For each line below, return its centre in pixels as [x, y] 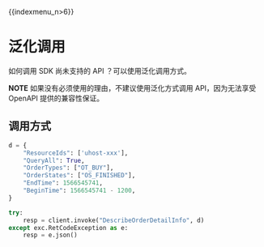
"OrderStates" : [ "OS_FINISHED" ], [79, 176]
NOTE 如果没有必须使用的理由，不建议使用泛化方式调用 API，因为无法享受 [132, 87]
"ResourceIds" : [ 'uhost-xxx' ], [76, 153]
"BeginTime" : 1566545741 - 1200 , [79, 190]
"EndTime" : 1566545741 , [63, 183]
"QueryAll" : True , [54, 160]
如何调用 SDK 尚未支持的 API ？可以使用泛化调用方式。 [100, 70]
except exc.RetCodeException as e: [68, 228]
